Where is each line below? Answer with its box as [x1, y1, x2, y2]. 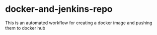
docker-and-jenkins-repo [5, 3, 113, 15]
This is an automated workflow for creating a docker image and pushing [5, 20, 153, 26]
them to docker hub [5, 25, 46, 31]
